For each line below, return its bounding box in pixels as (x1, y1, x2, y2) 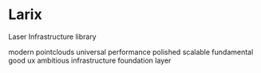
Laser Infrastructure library (8, 32, 97, 41)
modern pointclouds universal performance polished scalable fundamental (8, 47, 254, 56)
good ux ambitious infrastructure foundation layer (8, 56, 172, 65)
